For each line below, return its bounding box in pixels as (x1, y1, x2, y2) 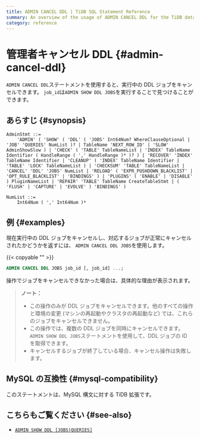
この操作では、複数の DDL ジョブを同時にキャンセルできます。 (29, 324, 184, 332)
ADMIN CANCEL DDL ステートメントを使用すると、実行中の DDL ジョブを (6, 81, 177, 89)
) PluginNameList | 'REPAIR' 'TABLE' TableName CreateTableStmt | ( (6, 179, 180, 185)
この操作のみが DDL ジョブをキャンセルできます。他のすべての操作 (29, 302, 193, 309)
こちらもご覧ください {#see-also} (6, 410, 132, 420)
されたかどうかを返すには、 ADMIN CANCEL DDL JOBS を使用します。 (6, 242, 168, 249)
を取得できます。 (29, 339, 71, 347)
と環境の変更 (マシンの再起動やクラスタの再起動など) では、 (29, 309, 177, 317)
